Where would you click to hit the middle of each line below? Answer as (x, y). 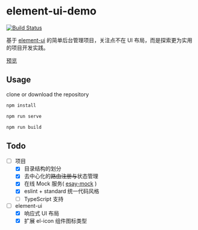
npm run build (24, 127)
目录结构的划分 (43, 169)
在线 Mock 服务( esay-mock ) (60, 184)
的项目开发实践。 (27, 48)
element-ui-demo (51, 11)
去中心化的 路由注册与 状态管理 (61, 176)
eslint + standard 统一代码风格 (62, 191)
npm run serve (24, 116)
